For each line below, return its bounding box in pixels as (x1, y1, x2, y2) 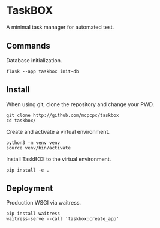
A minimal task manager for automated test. (6, 23, 114, 31)
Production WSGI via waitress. (6, 199, 81, 206)
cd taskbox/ (6, 118, 36, 124)
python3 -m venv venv (6, 139, 61, 146)
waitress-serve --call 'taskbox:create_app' (6, 216, 119, 222)
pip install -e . (6, 167, 50, 173)
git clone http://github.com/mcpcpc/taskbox (6, 112, 119, 118)
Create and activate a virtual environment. (6, 128, 110, 135)
